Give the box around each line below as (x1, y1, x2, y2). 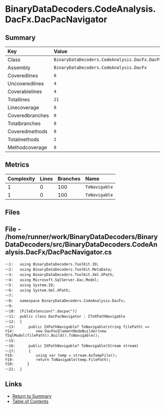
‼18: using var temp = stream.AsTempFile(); (5, 353, 118, 358)
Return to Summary (12, 393, 52, 399)
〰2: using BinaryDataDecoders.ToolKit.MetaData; (5, 267, 112, 272)
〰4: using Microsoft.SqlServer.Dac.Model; (5, 277, 99, 283)
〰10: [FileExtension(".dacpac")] (5, 309, 77, 314)
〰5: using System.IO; (5, 283, 55, 288)
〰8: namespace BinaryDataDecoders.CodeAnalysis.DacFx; (5, 299, 126, 303)
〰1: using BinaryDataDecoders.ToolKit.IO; (5, 262, 99, 267)
